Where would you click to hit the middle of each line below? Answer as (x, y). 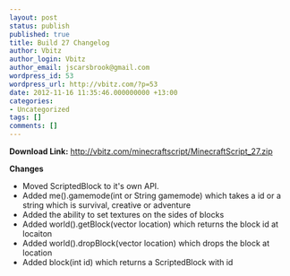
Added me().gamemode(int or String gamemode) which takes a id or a (152, 195)
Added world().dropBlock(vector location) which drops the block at (146, 243)
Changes (26, 168)
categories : (31, 101)
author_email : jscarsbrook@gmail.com (80, 68)
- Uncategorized (39, 109)
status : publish (39, 26)
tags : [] (26, 117)
